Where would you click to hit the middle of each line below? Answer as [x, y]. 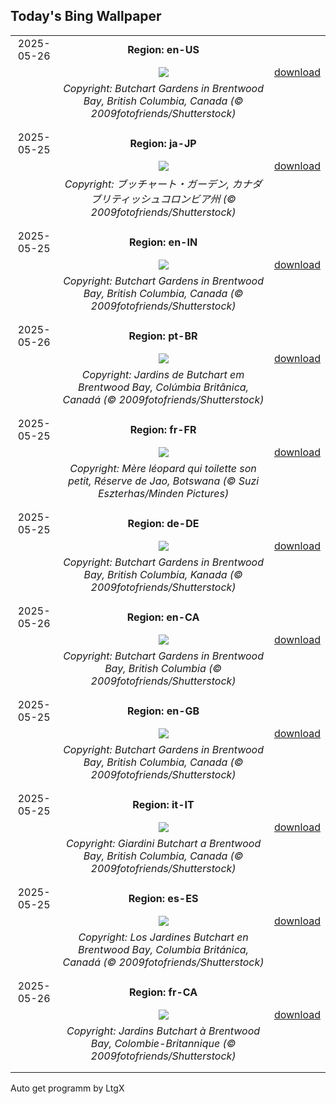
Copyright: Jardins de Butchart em [163, 374]
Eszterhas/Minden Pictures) [163, 493]
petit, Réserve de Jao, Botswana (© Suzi [163, 481]
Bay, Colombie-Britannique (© [163, 1043]
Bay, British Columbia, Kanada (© [163, 574]
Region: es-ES [163, 898]
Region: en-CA [163, 617]
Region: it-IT [163, 804]
